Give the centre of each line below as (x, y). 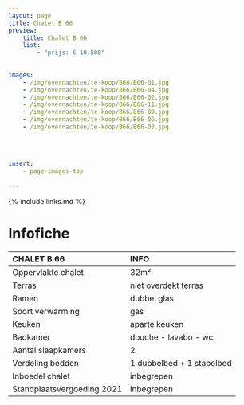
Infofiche (39, 234)
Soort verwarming (46, 311)
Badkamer (31, 337)
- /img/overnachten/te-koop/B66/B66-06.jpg (96, 120)
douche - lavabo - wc (172, 337)
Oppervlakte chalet (48, 272)
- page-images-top (53, 171)
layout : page (30, 16)
